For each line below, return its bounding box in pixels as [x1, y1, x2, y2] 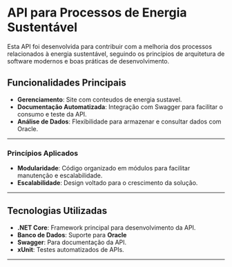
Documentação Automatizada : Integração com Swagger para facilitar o [17, 102, 223, 111]
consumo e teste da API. [17, 110, 88, 118]
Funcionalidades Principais [7, 77, 126, 89]
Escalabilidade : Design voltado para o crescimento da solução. [17, 179, 198, 187]
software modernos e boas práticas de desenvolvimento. [7, 57, 170, 65]
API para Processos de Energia [7, 5, 187, 21]
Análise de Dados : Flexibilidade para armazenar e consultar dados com [17, 117, 222, 126]
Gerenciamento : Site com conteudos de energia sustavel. [17, 95, 182, 103]
